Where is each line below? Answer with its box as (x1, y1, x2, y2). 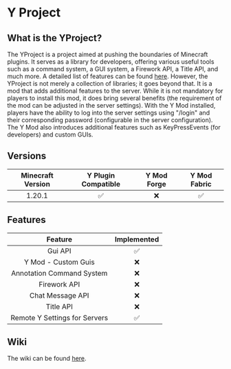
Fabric (190, 179, 212, 189)
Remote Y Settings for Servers (10, 313, 109, 322)
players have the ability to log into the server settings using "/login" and (7, 108, 210, 117)
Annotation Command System (11, 268, 108, 278)
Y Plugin (87, 170, 115, 180)
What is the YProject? (7, 32, 102, 44)
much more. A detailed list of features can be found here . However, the (7, 72, 208, 80)
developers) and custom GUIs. (7, 130, 93, 139)
